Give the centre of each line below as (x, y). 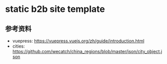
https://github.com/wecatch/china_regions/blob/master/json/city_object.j (87, 51)
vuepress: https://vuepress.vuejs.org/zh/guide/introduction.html (78, 41)
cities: (18, 46)
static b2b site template (55, 9)
